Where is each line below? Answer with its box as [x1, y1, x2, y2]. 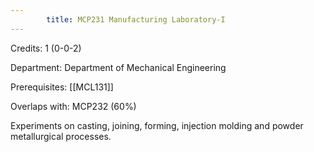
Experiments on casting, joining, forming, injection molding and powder [10, 119, 304, 131]
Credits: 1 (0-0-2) [10, 42, 82, 54]
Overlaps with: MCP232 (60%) [10, 100, 137, 112]
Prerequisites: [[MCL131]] [10, 81, 114, 93]
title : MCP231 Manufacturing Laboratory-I [46, 14, 226, 25]
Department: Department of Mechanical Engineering [10, 61, 227, 73]
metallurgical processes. [10, 130, 112, 142]
